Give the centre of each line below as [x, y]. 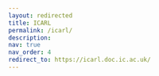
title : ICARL [30, 23]
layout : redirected [41, 15]
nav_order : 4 [30, 52]
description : [30, 38]
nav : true [25, 45]
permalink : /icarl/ [41, 30]
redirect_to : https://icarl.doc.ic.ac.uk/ [79, 60]
